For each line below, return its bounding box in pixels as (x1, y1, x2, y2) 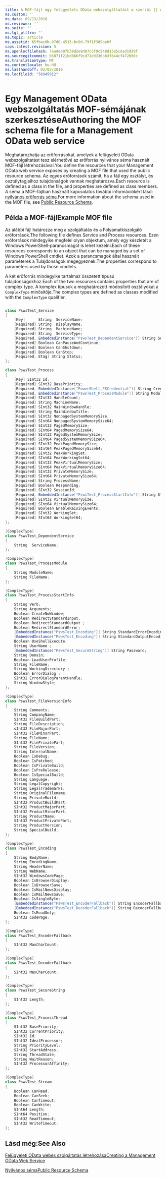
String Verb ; (14, 602, 41, 607)
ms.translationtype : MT (5, 58, 54, 63)
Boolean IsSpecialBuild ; (14, 772, 65, 777)
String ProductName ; (14, 814, 56, 819)
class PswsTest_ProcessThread (5, 1015, 68, 1020)
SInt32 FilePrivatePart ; (14, 740, 65, 745)
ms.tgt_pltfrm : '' (5, 30, 43, 35)
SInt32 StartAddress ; (14, 1047, 58, 1053)
